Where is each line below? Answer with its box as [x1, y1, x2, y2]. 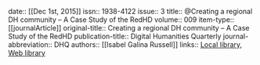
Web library [8, 49, 45, 57]
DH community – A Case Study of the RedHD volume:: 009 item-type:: [8, 15, 235, 24]
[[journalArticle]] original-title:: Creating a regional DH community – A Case [8, 23, 250, 32]
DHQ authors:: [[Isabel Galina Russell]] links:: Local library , [53, 40, 243, 49]
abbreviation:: [8, 40, 52, 49]
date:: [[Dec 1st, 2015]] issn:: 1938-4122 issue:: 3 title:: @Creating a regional [8, 7, 253, 16]
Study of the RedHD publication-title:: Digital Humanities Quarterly [8, 31, 222, 41]
